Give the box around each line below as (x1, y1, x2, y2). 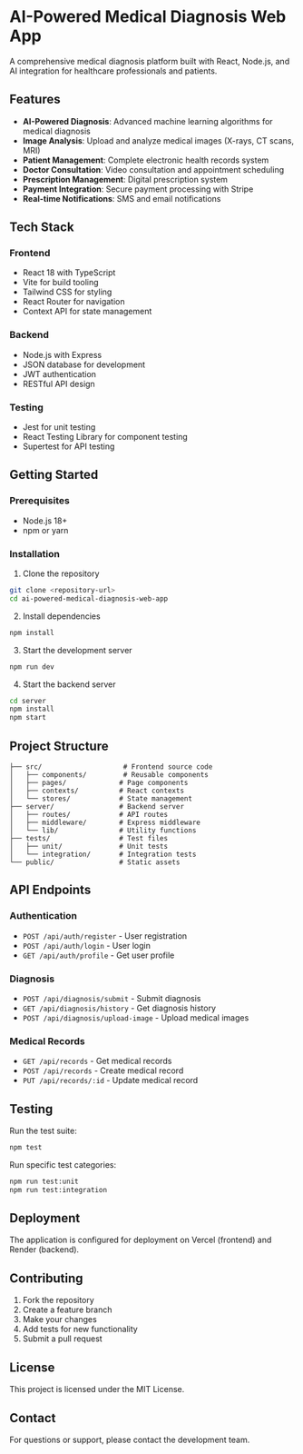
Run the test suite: (9, 1125, 77, 1137)
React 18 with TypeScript (22, 267, 116, 278)
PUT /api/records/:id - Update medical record (22, 1075, 199, 1086)
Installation (9, 547, 61, 560)
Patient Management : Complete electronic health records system (22, 154, 269, 165)
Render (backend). (9, 1244, 80, 1255)
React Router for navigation (22, 296, 125, 307)
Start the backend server (22, 679, 116, 690)
